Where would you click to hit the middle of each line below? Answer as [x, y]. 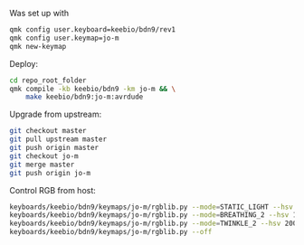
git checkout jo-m [44, 156]
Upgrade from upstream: [56, 114]
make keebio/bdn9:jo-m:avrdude [85, 97]
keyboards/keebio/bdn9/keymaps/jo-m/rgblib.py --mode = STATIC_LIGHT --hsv [152, 207]
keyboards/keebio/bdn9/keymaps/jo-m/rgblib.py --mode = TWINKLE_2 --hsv [145, 224]
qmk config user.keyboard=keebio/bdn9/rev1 [93, 30]
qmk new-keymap [38, 46]
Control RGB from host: [53, 190]
